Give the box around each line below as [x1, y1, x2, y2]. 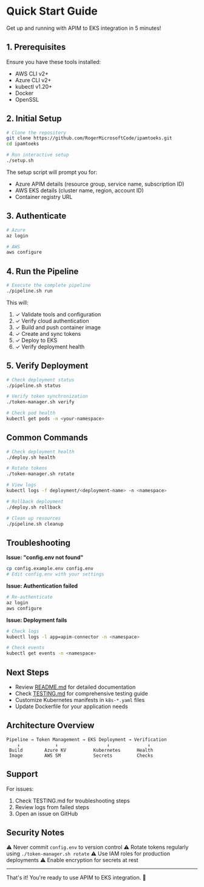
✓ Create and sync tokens [15, 330, 81, 337]
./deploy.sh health [6, 454, 56, 461]
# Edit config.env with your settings [6, 571, 104, 577]
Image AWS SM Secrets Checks [8, 753, 154, 759]
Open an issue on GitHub [15, 810, 78, 817]
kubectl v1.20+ [15, 83, 53, 90]
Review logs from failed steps [15, 803, 89, 810]
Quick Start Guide [6, 4, 98, 18]
